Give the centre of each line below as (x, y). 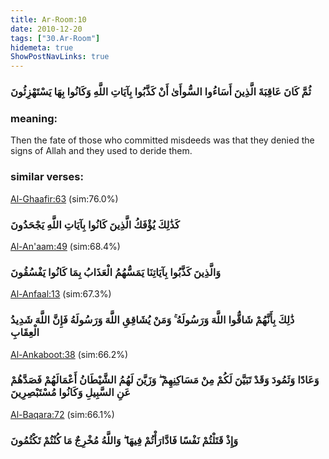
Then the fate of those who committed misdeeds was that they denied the (162, 140)
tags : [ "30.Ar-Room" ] (55, 38)
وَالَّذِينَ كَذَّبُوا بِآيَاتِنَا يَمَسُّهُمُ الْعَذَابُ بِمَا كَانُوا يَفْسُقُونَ (116, 272)
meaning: (34, 118)
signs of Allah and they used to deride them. (101, 151)
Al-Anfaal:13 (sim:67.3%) (61, 294)
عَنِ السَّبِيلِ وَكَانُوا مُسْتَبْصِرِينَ (70, 393)
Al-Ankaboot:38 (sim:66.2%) (69, 354)
